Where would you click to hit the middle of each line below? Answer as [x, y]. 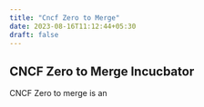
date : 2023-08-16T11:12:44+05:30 [73, 26]
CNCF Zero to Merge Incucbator [102, 71]
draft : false [34, 34]
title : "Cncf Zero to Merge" [65, 18]
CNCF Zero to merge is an [58, 93]
